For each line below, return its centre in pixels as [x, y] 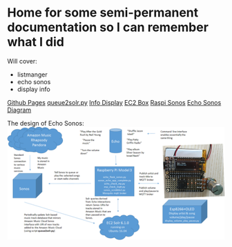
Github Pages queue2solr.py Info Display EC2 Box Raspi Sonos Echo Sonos [114, 102]
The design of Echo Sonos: [46, 123]
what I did [36, 42]
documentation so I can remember [108, 27]
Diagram [19, 110]
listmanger [32, 75]
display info [33, 89]
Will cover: [22, 61]
